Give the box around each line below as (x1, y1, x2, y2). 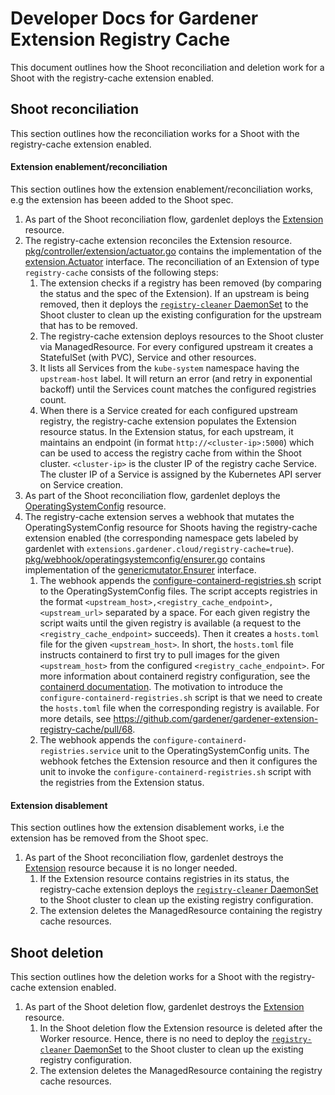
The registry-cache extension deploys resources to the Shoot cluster (39, 330, 324, 342)
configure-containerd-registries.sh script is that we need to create (39, 691, 323, 703)
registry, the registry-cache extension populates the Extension (39, 415, 297, 427)
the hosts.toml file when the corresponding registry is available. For (39, 702, 320, 714)
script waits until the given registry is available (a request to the (39, 617, 302, 629)
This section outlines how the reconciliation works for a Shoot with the (10, 127, 300, 139)
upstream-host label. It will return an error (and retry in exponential (39, 372, 313, 384)
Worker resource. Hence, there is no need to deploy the (39, 1032, 270, 1044)
